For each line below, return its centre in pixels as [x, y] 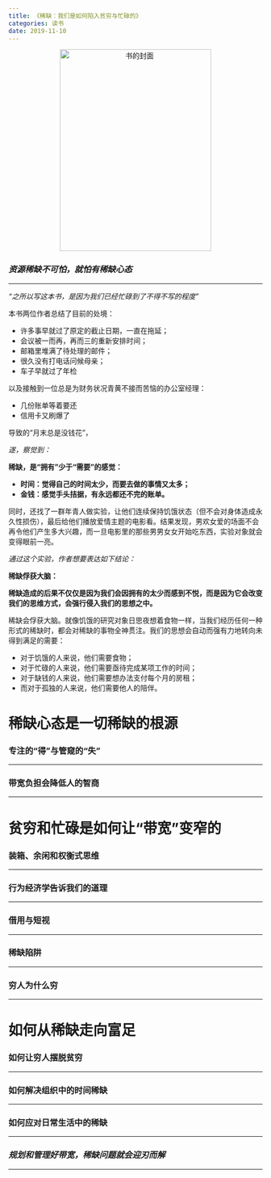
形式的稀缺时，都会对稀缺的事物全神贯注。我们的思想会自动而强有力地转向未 [135, 630]
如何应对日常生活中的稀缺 [58, 1122]
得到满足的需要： [37, 640]
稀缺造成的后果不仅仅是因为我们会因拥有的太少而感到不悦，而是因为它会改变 [135, 593]
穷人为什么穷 [33, 985]
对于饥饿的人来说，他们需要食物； [77, 657]
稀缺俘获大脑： [33, 576]
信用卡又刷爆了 [45, 415]
